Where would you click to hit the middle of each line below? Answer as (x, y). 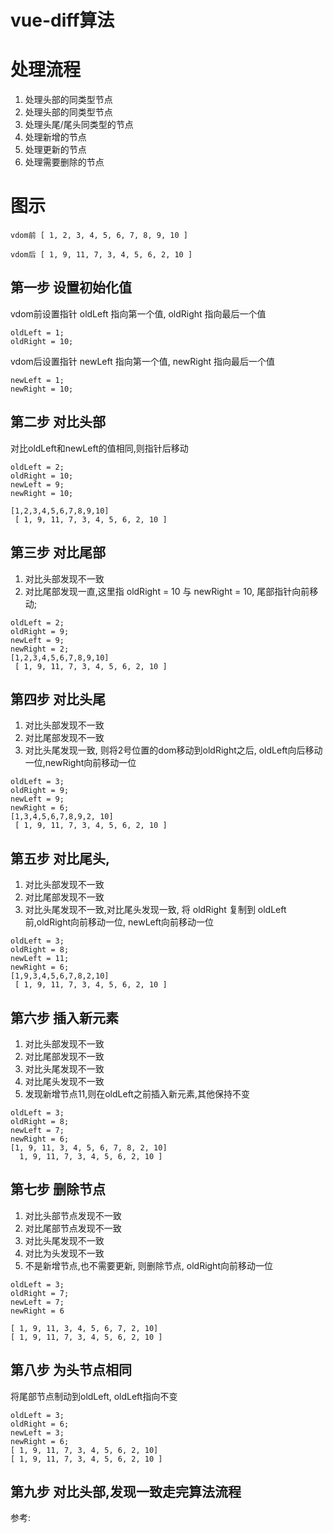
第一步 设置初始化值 (71, 287)
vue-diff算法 (62, 20)
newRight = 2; (40, 649)
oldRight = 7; (40, 1293)
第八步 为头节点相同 (71, 1370)
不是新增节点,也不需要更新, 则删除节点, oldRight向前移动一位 (148, 1265)
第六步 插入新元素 (64, 1017)
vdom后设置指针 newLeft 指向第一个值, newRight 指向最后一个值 (143, 361)
